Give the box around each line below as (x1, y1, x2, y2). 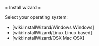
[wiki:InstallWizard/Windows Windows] (12, 24, 95, 30)
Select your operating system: (5, 14, 68, 20)
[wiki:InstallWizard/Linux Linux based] (12, 30, 92, 35)
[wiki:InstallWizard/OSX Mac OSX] (12, 35, 85, 41)
